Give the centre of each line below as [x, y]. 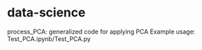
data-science [46, 13]
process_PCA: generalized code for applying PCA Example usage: [101, 32]
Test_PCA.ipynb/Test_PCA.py [49, 38]
